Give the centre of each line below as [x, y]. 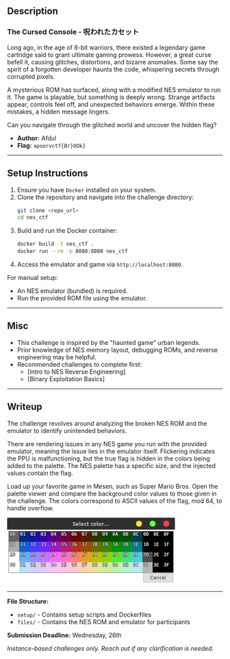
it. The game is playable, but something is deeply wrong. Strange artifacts [111, 97]
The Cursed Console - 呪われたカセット [73, 32]
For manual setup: [33, 277]
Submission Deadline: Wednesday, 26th [64, 635]
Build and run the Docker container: [67, 231]
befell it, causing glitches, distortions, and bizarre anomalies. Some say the [113, 62]
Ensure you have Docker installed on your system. [87, 190]
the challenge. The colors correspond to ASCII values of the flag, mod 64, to [115, 501]
